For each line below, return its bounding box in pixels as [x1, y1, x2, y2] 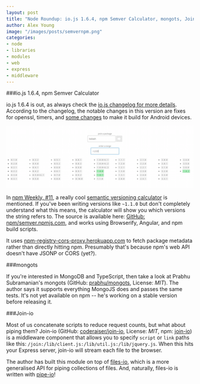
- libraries [6, 48, 36, 54]
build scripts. [6, 225, 38, 233]
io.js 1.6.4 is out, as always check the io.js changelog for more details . [6, 101, 177, 109]
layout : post [6, 10, 39, 16]
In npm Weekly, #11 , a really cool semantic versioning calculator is [6, 194, 168, 201]
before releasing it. [6, 298, 52, 305]
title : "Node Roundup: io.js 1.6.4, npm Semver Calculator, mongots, [6, 16, 183, 22]
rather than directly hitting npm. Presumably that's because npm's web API [6, 243, 190, 250]
